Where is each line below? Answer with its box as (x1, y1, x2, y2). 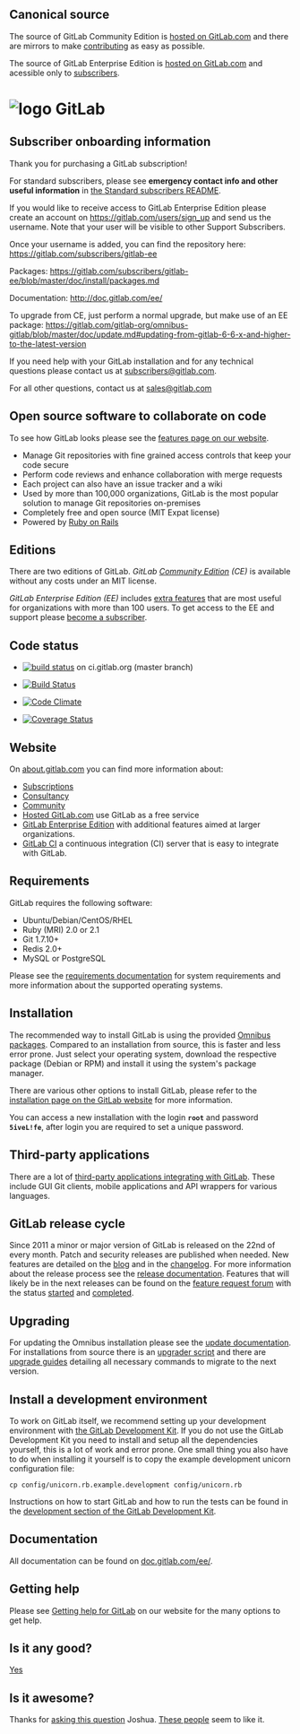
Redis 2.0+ (21, 943, 63, 953)
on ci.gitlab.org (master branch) (76, 662, 194, 673)
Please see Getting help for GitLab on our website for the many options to (9, 1605, 280, 1616)
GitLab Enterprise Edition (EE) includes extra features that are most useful (9, 593, 282, 604)
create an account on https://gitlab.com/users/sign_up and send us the (9, 211, 271, 222)
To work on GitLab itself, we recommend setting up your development (9, 1415, 267, 1426)
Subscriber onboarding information (9, 134, 211, 150)
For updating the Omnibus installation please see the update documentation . (9, 1337, 292, 1348)
